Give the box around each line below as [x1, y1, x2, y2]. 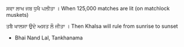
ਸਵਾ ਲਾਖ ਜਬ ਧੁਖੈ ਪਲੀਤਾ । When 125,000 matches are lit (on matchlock [6, 5, 170, 12]
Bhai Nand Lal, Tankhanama [14, 34, 83, 41]
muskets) [6, 12, 29, 18]
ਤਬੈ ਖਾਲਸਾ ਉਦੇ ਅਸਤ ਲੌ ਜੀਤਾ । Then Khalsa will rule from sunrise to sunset [6, 23, 179, 30]
